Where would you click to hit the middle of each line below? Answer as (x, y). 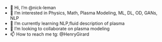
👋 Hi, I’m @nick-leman (33, 8)
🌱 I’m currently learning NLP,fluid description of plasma (67, 23)
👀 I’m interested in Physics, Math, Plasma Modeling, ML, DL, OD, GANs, (84, 13)
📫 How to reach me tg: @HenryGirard (50, 34)
